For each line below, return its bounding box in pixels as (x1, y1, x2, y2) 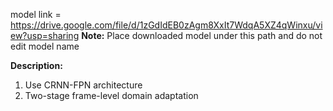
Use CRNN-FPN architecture (24, 79, 143, 91)
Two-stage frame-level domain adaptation (24, 90, 199, 101)
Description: (10, 60, 63, 71)
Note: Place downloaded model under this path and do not (81, 30, 323, 41)
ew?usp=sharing (10, 30, 80, 41)
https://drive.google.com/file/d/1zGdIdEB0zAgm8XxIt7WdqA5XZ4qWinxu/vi (10, 19, 323, 31)
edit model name (10, 40, 80, 52)
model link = (10, 9, 62, 20)
